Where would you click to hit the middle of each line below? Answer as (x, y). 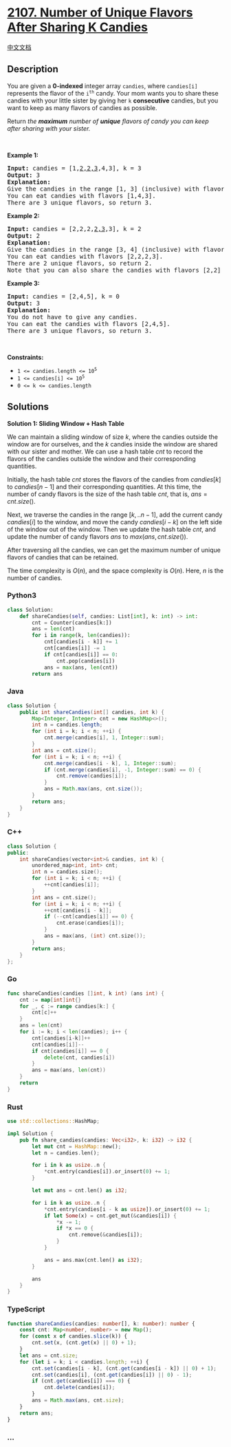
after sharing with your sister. (49, 128)
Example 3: (23, 283)
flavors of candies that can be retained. (63, 557)
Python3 (22, 595)
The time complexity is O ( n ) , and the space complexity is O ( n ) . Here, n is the (115, 570)
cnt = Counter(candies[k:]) (72, 623)
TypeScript (26, 1309)
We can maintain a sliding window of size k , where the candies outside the (113, 437)
